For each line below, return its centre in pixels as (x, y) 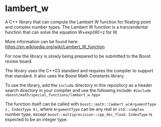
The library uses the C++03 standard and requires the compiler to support (79, 70)
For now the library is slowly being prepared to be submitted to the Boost (78, 56)
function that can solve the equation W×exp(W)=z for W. (62, 32)
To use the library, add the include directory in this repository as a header (79, 85)
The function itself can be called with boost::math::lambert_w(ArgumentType (81, 104)
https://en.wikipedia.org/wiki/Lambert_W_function (55, 47)
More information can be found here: (42, 41)
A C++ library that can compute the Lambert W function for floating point (78, 22)
